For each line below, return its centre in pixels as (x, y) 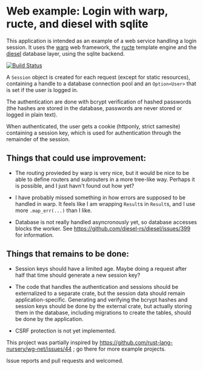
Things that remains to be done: (68, 254)
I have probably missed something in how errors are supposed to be (100, 197)
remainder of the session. (38, 139)
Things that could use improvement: (76, 158)
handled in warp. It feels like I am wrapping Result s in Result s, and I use (105, 203)
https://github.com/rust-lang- (136, 342)
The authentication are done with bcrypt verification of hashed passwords (99, 102)
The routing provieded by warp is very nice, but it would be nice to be (102, 173)
